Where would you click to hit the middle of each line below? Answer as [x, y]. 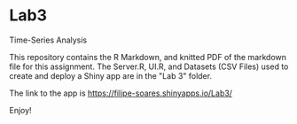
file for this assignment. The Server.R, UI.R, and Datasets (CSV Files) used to [149, 66]
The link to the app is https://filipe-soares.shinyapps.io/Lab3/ [121, 93]
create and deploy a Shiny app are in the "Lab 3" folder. [111, 75]
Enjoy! [21, 110]
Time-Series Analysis [48, 40]
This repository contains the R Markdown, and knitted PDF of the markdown [148, 57]
